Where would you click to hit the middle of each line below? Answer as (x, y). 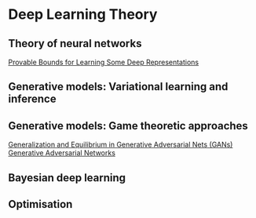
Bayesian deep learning (67, 178)
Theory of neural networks (75, 44)
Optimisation (40, 204)
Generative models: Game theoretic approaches (128, 126)
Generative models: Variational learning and (118, 87)
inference (32, 99)
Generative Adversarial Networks (62, 153)
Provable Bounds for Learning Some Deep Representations (104, 62)
